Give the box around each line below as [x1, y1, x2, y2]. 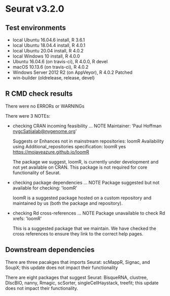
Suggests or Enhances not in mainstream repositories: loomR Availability [12, 138, 164, 144]
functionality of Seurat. [12, 169, 61, 176]
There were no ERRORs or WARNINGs [5, 103, 85, 109]
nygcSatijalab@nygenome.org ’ [12, 128, 77, 134]
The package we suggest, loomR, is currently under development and [12, 158, 159, 165]
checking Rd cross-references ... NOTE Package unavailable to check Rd [12, 210, 165, 216]
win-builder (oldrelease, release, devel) [12, 75, 95, 80]
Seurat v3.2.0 [5, 3, 64, 15]
